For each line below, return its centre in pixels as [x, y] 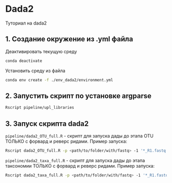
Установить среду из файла [35, 71]
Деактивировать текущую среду [41, 51]
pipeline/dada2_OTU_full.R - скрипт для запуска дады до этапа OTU [79, 136]
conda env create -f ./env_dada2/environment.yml [59, 80]
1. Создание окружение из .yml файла [69, 39]
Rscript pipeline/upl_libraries [40, 108]
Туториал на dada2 [26, 23]
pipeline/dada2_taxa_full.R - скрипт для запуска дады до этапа [75, 160]
